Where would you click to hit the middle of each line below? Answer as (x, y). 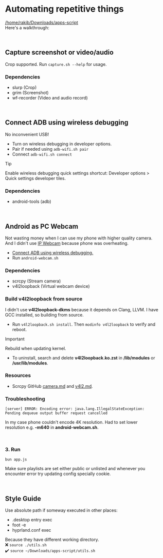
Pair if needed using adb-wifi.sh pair (50, 149)
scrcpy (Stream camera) (36, 281)
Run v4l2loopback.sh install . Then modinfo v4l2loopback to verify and (84, 324)
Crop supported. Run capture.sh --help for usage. (56, 64)
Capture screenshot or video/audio (59, 52)
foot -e (19, 525)
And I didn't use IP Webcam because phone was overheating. (67, 243)
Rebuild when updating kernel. (36, 348)
